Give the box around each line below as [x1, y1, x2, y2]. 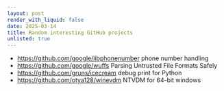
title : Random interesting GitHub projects [7, 29, 134, 36]
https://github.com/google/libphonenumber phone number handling [16, 54, 209, 62]
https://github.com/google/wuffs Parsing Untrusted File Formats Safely [16, 62, 218, 70]
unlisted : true [7, 36, 51, 42]
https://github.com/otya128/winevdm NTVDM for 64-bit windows [16, 76, 201, 84]
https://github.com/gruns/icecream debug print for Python [16, 69, 182, 77]
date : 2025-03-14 [7, 23, 57, 29]
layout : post [7, 10, 45, 17]
